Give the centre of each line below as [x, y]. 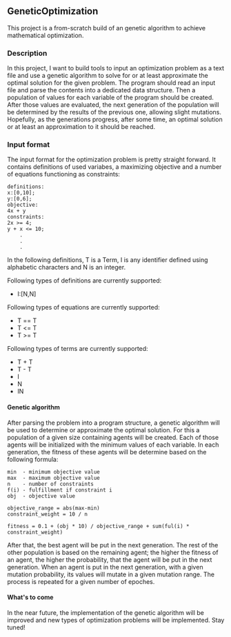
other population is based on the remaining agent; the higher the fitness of [113, 552]
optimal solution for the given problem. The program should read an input [111, 83]
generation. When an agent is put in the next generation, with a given [105, 567]
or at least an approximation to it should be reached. [81, 127]
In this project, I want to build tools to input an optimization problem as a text [116, 68]
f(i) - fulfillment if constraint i [60, 490]
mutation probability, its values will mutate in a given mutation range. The [111, 574]
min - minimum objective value [53, 472]
